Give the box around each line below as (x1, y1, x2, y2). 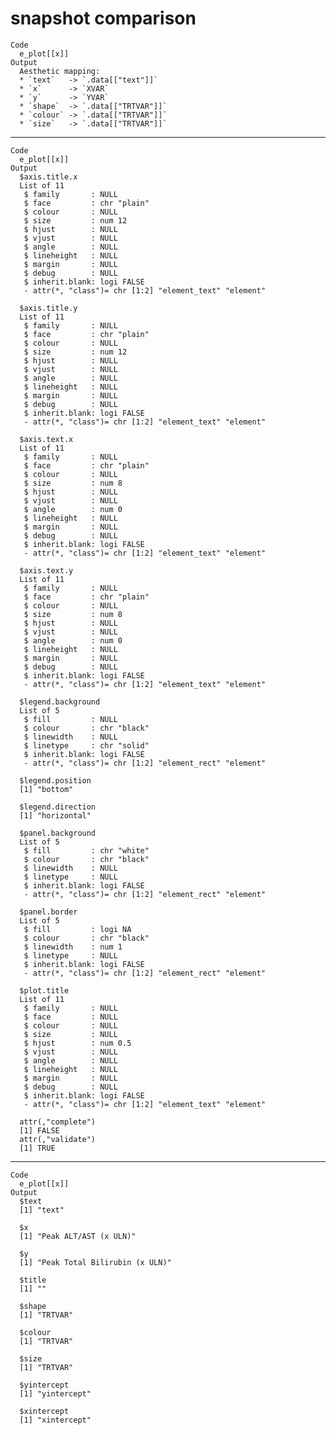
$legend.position (19, 775, 92, 786)
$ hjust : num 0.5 (23, 1038, 132, 1048)
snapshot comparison (10, 7, 197, 30)
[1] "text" (19, 1205, 65, 1215)
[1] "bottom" (19, 784, 74, 794)
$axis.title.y (19, 303, 78, 313)
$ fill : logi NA (23, 924, 132, 934)
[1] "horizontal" (19, 810, 92, 821)
